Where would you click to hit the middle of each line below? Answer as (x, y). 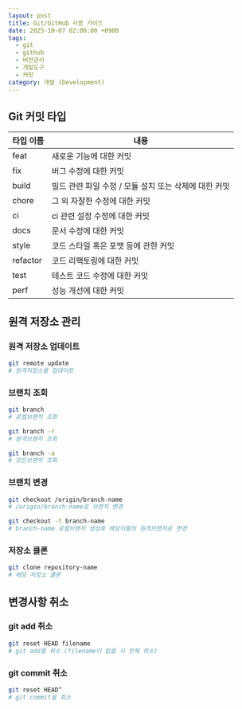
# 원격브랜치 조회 (33, 439)
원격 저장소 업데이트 (44, 346)
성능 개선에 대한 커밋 (88, 291)
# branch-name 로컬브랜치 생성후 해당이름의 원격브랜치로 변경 (98, 529)
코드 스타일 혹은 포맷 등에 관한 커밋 (113, 246)
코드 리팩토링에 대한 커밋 (95, 261)
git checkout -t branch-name (57, 521)
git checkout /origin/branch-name (66, 499)
